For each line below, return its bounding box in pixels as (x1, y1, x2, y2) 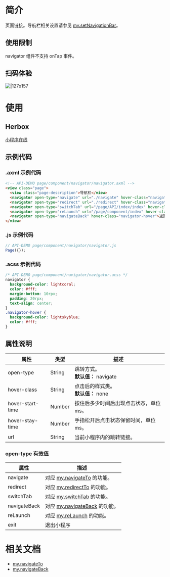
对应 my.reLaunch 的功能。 (45, 512, 109, 519)
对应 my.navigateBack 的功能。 (45, 503, 119, 510)
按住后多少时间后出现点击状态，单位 (74, 400, 161, 407)
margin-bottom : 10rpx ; (10, 291, 58, 296)
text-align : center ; (10, 301, 53, 306)
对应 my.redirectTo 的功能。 (45, 484, 111, 491)
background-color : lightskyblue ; (10, 315, 80, 320)
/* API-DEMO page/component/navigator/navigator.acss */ (5, 272, 128, 278)
